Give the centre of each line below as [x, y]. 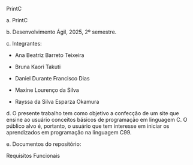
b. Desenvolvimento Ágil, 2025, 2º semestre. [61, 32]
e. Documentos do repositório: [44, 144]
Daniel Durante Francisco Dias [52, 78]
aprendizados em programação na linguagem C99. [69, 132]
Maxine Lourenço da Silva [47, 90]
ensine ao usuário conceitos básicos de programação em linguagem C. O [97, 120]
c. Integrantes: [24, 43]
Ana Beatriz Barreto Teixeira [49, 55]
